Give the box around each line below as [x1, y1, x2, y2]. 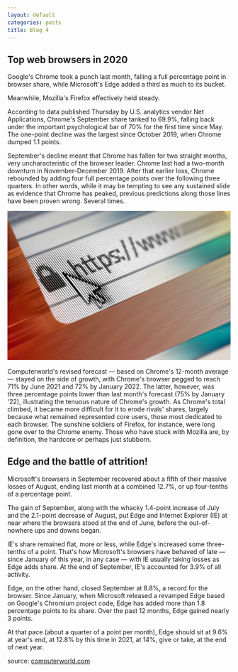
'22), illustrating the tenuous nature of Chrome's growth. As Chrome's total [7, 397, 225, 406]
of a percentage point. [7, 489, 72, 498]
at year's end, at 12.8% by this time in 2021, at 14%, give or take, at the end [7, 635, 227, 644]
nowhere [7, 526, 33, 534]
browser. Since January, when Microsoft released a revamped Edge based [7, 591, 225, 600]
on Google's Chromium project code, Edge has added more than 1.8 [7, 599, 205, 607]
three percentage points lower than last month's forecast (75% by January [7, 389, 225, 398]
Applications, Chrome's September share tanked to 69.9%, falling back [7, 115, 215, 124]
